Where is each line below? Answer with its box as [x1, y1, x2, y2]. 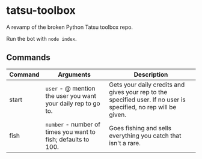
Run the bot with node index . [6, 35, 77, 42]
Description [133, 70, 168, 79]
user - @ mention [45, 84, 96, 92]
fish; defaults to [45, 135, 90, 143]
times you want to [45, 127, 96, 136]
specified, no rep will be [109, 103, 177, 111]
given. [109, 110, 127, 119]
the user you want [45, 91, 96, 100]
